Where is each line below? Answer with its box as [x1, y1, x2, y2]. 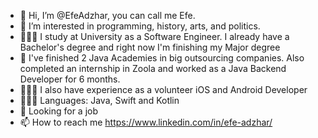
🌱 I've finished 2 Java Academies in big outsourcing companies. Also [19, 52, 305, 64]
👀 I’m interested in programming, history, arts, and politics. [19, 20, 261, 32]
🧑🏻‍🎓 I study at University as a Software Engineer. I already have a [19, 31, 290, 42]
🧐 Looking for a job [19, 105, 99, 117]
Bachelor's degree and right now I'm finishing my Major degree [19, 41, 281, 53]
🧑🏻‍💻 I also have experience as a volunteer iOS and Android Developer [19, 84, 308, 95]
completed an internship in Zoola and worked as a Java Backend [19, 63, 287, 74]
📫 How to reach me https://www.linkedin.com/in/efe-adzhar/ [19, 116, 273, 128]
